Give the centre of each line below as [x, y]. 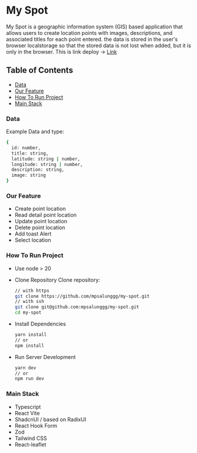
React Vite [27, 413]
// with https [32, 291]
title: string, [30, 153]
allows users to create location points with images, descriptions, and [89, 32]
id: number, [26, 148]
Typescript [28, 407]
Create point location [40, 209]
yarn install [31, 335]
